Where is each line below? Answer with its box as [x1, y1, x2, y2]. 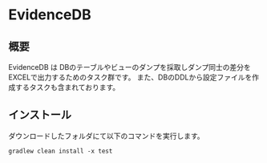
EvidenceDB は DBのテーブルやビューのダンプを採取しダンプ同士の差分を [8, 63, 251, 71]
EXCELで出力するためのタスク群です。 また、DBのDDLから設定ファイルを [8, 72, 253, 82]
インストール [8, 108, 72, 122]
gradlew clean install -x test [8, 147, 113, 155]
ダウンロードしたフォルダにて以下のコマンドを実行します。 [8, 131, 204, 141]
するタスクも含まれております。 [14, 83, 120, 92]
